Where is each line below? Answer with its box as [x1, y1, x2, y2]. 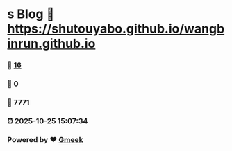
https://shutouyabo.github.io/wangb [7, 21, 225, 37]
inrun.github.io [7, 36, 96, 51]
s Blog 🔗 [7, 6, 55, 22]
